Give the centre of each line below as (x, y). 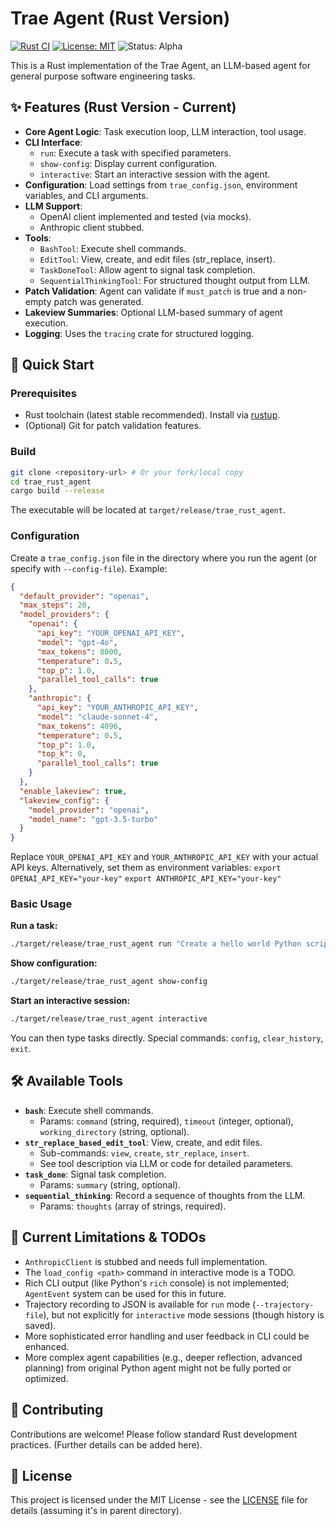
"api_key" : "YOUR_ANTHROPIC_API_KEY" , (117, 708)
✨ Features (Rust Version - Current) (123, 107)
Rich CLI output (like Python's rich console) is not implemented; (157, 1283)
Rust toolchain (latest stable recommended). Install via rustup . (152, 415)
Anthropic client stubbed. (92, 227)
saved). (40, 1325)
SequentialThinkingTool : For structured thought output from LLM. (175, 280)
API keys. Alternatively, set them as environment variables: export (146, 868)
